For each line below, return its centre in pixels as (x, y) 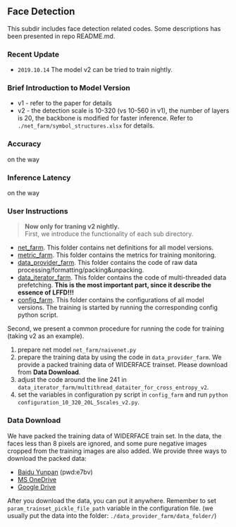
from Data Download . (49, 372)
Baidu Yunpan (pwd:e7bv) (55, 472)
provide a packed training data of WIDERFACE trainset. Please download (122, 365)
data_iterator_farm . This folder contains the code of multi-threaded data (122, 278)
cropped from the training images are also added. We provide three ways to (117, 451)
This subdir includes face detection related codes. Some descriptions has (114, 28)
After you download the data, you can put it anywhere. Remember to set (112, 500)
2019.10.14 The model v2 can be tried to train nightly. (95, 70)
